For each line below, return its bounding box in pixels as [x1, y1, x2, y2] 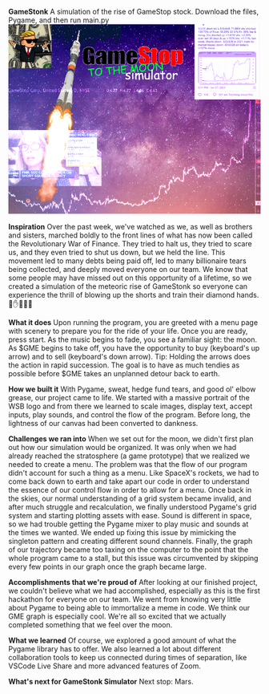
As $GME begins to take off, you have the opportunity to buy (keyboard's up [8, 343, 260, 352]
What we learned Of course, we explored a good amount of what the [8, 635, 237, 645]
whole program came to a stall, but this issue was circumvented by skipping [8, 554, 259, 562]
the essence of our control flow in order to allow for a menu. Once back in [8, 485, 252, 494]
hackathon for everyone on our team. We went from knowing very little [8, 595, 242, 604]
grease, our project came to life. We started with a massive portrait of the [8, 393, 250, 402]
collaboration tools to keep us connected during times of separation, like [8, 653, 247, 662]
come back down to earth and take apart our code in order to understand [8, 477, 250, 486]
